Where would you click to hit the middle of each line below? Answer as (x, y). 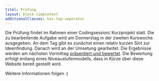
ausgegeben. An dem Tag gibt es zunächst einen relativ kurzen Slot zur (78, 43)
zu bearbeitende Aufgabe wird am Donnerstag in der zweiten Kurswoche (79, 38)
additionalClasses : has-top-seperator (45, 19)
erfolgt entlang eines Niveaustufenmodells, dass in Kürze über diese (74, 59)
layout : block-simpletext (32, 14)
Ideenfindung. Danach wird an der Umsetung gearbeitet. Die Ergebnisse (78, 48)
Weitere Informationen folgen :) (37, 74)
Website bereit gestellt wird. (33, 64)
